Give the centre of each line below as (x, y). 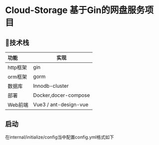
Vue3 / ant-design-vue (61, 104)
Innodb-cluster (51, 86)
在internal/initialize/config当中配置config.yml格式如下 (60, 137)
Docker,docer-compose (62, 95)
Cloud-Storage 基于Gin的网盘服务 (75, 10)
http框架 (17, 68)
